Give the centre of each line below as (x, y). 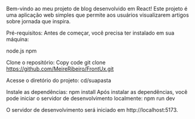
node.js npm (21, 51)
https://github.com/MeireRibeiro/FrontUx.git (60, 69)
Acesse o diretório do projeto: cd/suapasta (59, 80)
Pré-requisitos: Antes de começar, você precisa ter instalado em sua (90, 33)
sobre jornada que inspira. (38, 21)
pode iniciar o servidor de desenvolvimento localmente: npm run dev (91, 98)
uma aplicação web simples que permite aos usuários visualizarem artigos (97, 15)
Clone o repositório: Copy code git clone (56, 62)
